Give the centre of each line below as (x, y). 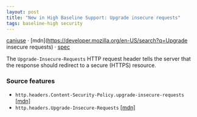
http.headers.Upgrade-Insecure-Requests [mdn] (75, 107)
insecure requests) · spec (38, 47)
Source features (31, 81)
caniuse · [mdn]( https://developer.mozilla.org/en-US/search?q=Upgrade (97, 41)
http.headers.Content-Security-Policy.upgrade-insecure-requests (99, 95)
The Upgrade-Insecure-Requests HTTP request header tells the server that (99, 59)
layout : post (23, 12)
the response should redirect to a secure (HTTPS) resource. (81, 65)
